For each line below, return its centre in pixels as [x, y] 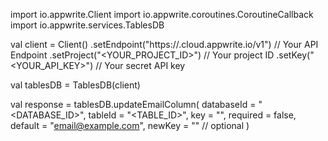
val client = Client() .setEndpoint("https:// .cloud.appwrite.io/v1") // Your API [164, 44]
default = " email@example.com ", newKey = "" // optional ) [130, 125]
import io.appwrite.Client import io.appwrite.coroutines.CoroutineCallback [162, 14]
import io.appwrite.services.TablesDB [87, 25]
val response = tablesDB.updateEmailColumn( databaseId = [133, 104]
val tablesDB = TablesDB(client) [75, 85]
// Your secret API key [140, 65]
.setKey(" [295, 55]
